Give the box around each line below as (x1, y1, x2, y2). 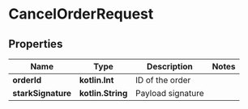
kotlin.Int (79, 74, 114, 86)
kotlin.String (79, 88, 128, 99)
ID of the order (135, 74, 191, 86)
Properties (8, 37, 63, 51)
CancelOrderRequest (8, 5, 154, 23)
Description (147, 61, 193, 72)
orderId (12, 74, 42, 86)
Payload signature (135, 88, 204, 99)
